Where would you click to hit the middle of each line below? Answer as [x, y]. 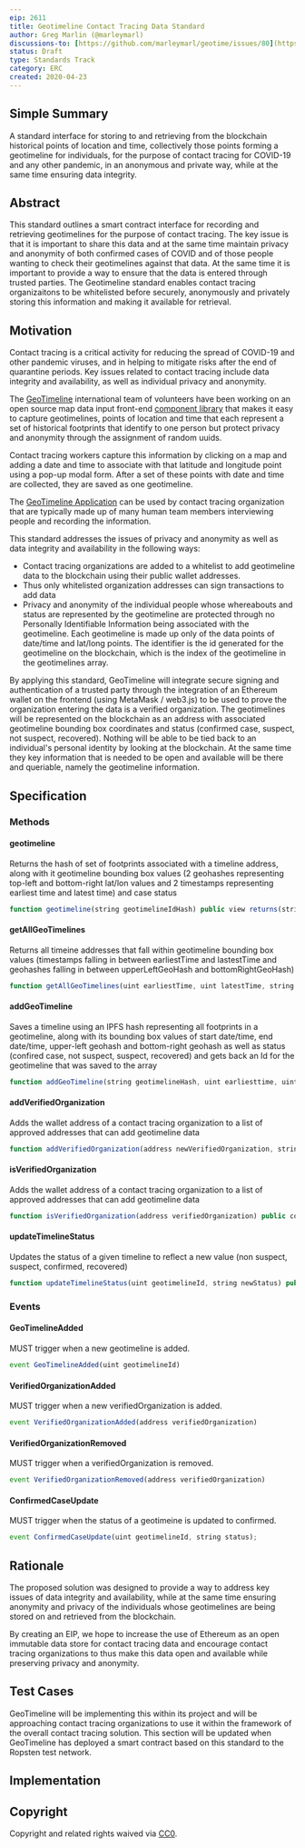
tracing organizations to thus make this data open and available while [138, 1653]
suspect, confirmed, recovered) [69, 1267]
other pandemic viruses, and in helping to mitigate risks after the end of [143, 362]
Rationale [37, 1566]
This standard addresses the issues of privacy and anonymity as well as [144, 539]
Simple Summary [59, 114]
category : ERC [36, 69]
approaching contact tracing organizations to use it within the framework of [151, 1723]
